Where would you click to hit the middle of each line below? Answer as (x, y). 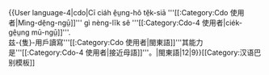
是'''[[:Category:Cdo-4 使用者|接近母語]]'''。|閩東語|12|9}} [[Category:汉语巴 (135, 52)
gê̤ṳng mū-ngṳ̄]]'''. (40, 32)
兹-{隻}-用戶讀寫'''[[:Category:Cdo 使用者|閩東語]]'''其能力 (106, 42)
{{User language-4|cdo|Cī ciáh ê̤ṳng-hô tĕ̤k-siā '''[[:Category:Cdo (118, 12)
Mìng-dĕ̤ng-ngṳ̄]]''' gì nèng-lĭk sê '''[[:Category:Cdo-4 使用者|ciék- (130, 23)
